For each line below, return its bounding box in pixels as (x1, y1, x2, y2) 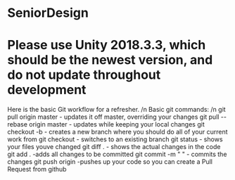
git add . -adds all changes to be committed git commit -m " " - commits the (7, 150, 227, 159)
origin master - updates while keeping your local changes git (29, 120, 205, 129)
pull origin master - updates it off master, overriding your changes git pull (7, 112, 220, 121)
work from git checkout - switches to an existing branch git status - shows (7, 135, 223, 143)
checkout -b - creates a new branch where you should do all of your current (7, 128, 228, 136)
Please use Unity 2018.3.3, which (7, 37, 206, 53)
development (7, 82, 87, 98)
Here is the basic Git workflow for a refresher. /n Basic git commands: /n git (7, 105, 227, 114)
